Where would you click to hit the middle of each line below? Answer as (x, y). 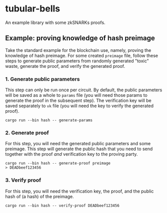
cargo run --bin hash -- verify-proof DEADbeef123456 (62, 206)
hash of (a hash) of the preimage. (39, 196)
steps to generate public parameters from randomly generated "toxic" (77, 61)
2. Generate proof (27, 133)
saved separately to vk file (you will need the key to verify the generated (79, 106)
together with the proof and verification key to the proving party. (71, 154)
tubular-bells (33, 9)
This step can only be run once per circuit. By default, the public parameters (84, 90)
